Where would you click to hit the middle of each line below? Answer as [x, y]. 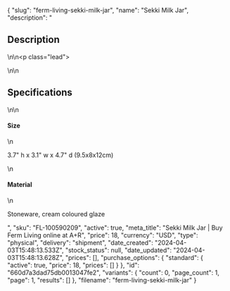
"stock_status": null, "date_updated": [119, 250]
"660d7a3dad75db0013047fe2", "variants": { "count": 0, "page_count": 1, [114, 273]
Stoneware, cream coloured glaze [56, 214]
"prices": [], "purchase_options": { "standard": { [135, 258]
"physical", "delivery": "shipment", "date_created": [80, 243]
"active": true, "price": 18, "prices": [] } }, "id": [73, 265]
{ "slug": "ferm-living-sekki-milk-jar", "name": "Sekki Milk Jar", [98, 10]
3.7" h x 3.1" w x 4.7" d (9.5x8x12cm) [60, 155]
